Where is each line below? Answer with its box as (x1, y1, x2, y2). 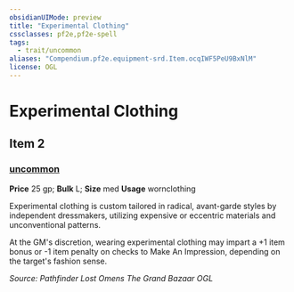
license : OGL (9, 63, 58, 72)
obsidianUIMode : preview (9, 12, 102, 22)
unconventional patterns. (9, 219, 101, 230)
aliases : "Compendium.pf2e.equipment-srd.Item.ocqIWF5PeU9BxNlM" (9, 54, 257, 63)
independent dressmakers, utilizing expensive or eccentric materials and (9, 210, 276, 221)
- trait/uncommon (17, 46, 82, 55)
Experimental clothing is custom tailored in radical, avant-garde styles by (9, 200, 277, 211)
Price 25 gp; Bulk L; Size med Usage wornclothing (9, 183, 196, 194)
